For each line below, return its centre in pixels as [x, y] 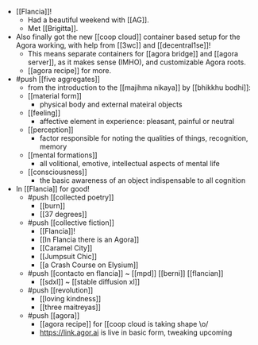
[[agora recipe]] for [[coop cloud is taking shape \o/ [124, 324]
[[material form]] [54, 96]
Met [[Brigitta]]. [53, 28]
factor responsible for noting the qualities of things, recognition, [144, 138]
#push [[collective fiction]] [71, 223]
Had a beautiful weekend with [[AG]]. [88, 20]
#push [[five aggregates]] [58, 79]
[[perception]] [50, 130]
